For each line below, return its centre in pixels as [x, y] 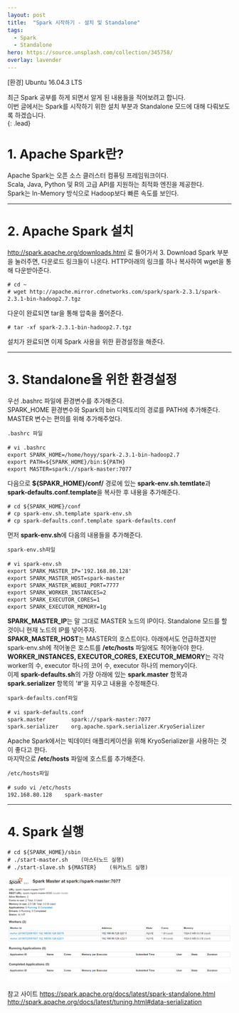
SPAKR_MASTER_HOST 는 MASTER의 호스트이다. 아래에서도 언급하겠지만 [112, 639]
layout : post [27, 15]
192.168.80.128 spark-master [55, 795]
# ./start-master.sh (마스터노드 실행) [66, 860]
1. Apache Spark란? [66, 154]
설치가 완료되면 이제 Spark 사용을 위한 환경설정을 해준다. [86, 341]
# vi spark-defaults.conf [46, 712]
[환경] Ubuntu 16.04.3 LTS [45, 82]
